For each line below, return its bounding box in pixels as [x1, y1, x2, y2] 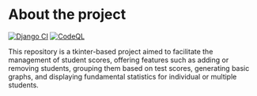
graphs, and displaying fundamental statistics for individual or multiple [8, 72, 237, 81]
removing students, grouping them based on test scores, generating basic [8, 63, 250, 72]
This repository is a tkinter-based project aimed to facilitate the [8, 46, 214, 56]
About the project [8, 6, 127, 24]
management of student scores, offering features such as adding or [8, 55, 229, 65]
